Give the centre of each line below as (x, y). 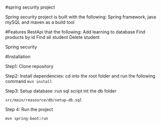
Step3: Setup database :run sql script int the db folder (61, 91)
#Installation (18, 56)
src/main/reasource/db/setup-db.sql (44, 100)
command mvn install (29, 81)
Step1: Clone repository (29, 66)
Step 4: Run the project (29, 109)
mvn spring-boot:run (27, 118)
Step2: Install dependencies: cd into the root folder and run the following (80, 76)
